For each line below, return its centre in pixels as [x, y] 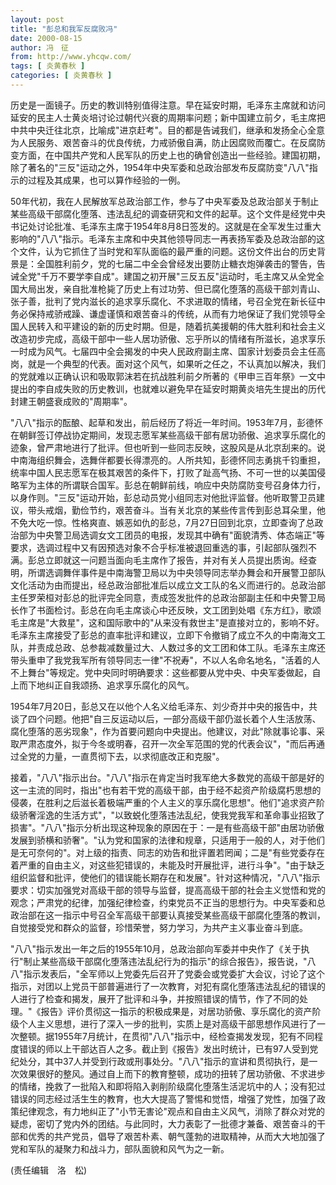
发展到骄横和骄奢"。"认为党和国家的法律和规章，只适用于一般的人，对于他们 [168, 840]
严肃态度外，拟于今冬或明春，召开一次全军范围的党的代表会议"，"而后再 [167, 743]
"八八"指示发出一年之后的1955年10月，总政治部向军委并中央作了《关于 [156, 948]
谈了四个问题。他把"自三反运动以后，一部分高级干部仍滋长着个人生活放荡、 [166, 718]
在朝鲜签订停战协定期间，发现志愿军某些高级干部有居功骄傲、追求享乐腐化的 [168, 435]
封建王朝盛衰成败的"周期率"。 [71, 401]
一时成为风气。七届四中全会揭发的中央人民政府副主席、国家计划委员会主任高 [168, 351]
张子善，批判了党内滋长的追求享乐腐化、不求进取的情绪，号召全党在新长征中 [168, 301]
